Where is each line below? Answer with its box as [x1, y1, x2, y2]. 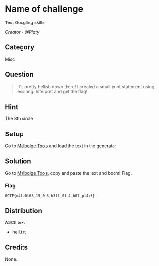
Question [5, 70, 34, 79]
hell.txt [12, 229, 26, 235]
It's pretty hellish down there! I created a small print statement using [17, 83, 155, 89]
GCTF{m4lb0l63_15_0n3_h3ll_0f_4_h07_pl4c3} [5, 193, 95, 199]
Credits [5, 243, 28, 251]
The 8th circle [5, 116, 33, 122]
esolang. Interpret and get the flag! [17, 89, 88, 94]
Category [5, 43, 35, 52]
